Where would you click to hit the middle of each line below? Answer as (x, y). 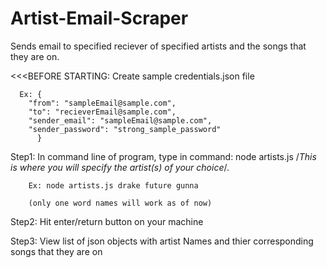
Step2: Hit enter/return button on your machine (107, 221)
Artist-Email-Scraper (99, 18)
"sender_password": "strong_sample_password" (125, 129)
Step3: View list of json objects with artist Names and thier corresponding (162, 241)
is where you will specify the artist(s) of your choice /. (120, 167)
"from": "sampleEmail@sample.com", (102, 103)
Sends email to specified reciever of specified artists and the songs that (158, 46)
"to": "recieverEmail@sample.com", (102, 112)
